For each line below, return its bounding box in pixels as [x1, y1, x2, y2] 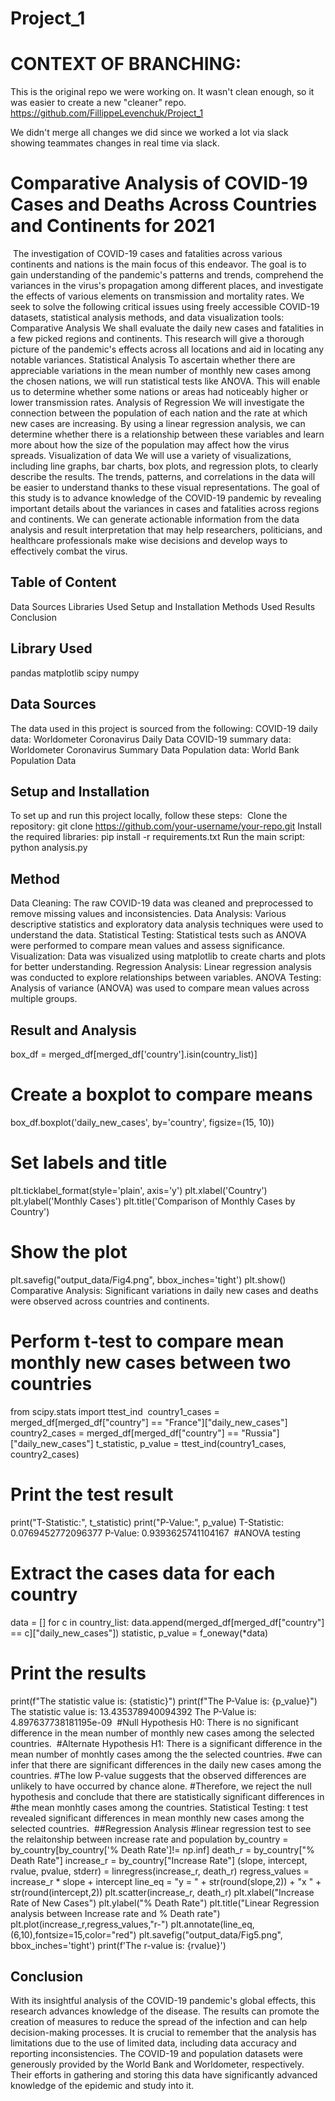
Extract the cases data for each [10, 1562, 276, 1584]
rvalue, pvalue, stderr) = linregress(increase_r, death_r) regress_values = [10, 1865, 310, 1877]
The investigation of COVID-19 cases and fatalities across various [12, 248, 283, 260]
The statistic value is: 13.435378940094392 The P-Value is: [10, 1705, 257, 1717]
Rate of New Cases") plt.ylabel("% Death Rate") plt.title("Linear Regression [10, 1897, 320, 1909]
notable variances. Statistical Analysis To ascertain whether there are [10, 354, 296, 366]
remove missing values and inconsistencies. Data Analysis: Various [10, 908, 287, 920]
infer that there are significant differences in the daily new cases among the [10, 1758, 322, 1771]
